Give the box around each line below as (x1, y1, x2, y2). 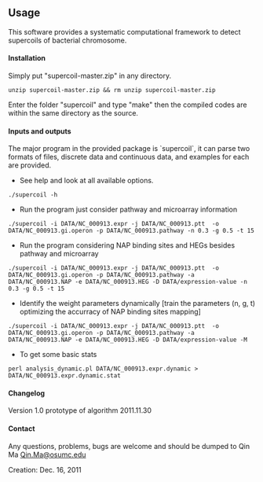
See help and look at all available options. (19, 176, 154, 186)
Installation (8, 53, 46, 63)
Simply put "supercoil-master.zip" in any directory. (8, 71, 172, 81)
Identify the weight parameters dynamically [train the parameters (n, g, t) (19, 299, 256, 308)
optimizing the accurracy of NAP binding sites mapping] (19, 307, 202, 317)
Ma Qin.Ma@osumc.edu (8, 450, 86, 459)
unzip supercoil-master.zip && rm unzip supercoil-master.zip (8, 86, 216, 94)
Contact (8, 424, 35, 433)
